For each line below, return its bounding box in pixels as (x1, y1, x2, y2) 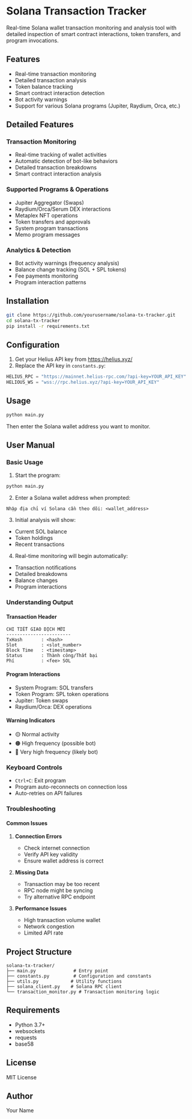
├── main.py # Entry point (6, 968, 109, 974)
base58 (14, 1040, 34, 1048)
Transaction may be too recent (23, 881, 100, 888)
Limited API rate (23, 929, 64, 936)
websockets (14, 1027, 45, 1034)
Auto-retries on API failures (14, 790, 83, 797)
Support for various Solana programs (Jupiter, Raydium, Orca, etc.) (14, 102, 181, 109)
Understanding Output (6, 598, 74, 607)
